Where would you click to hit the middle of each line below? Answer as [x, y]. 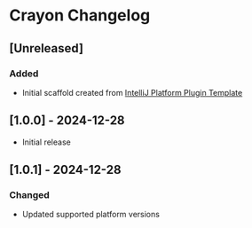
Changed [30, 195]
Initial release [46, 142]
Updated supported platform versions [91, 215]
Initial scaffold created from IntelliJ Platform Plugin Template [132, 92]
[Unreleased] [47, 48]
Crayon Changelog [80, 16]
